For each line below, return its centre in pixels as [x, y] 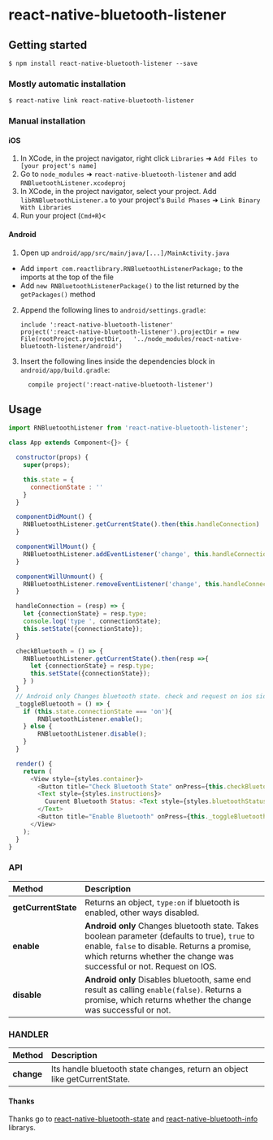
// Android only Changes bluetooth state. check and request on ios [134, 696]
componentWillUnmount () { [60, 576]
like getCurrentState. [91, 1079]
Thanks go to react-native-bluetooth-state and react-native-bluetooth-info [133, 1119]
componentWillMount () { [56, 547]
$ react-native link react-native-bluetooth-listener [102, 101]
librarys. [22, 1128]
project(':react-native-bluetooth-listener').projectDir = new [130, 332]
